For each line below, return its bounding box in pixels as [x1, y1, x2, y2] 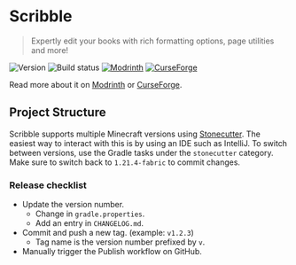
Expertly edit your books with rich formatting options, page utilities [30, 35, 275, 46]
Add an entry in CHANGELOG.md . [35, 218, 144, 229]
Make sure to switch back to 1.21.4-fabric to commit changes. [9, 157, 241, 168]
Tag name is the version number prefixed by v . [35, 237, 206, 247]
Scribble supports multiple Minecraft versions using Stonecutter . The [9, 129, 261, 139]
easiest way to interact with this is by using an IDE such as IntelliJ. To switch [9, 137, 288, 148]
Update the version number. [21, 199, 125, 210]
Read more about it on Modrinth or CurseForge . [9, 79, 183, 90]
